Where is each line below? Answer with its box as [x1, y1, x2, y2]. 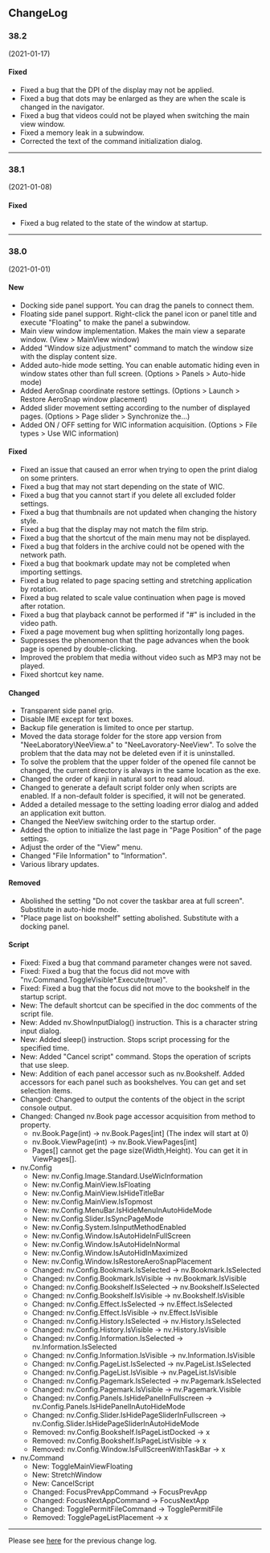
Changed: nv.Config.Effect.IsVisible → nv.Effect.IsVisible [31, 1307, 219, 1317]
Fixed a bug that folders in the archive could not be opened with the [19, 542, 245, 551]
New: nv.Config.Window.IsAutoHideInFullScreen [31, 1231, 191, 1240]
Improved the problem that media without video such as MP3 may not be [19, 652, 261, 662]
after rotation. [19, 602, 66, 611]
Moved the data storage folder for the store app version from [19, 731, 223, 742]
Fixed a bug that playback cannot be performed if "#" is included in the [19, 610, 256, 619]
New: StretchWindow [31, 1469, 102, 1479]
